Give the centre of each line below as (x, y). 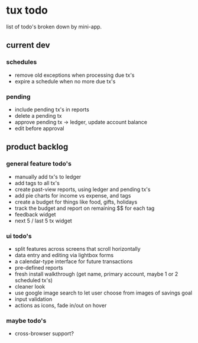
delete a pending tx (38, 115)
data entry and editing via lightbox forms (64, 255)
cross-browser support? (44, 334)
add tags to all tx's (37, 183)
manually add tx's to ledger (48, 177)
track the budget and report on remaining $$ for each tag (85, 208)
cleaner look (30, 286)
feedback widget (35, 214)
